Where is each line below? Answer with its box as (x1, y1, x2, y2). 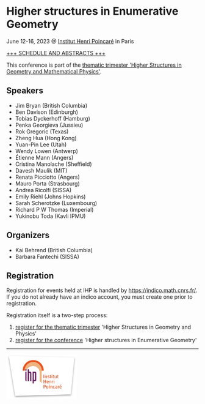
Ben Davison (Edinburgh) (15, 108, 78, 116)
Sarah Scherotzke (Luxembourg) (15, 199, 98, 206)
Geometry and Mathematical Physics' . (6, 67, 102, 75)
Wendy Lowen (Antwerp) (15, 147, 78, 154)
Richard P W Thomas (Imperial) (15, 206, 94, 213)
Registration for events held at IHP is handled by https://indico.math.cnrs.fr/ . (6, 286, 198, 294)
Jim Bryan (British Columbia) (15, 102, 88, 109)
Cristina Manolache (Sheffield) (15, 160, 93, 168)
